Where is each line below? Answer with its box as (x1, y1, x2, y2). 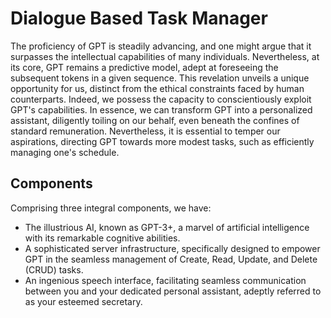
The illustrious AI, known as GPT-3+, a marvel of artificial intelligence (24, 221, 310, 233)
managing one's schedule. (10, 146, 120, 158)
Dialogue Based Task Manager (10, 7, 268, 30)
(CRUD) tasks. (24, 263, 84, 276)
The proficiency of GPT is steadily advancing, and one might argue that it (10, 40, 312, 52)
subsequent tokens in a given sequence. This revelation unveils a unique (10, 72, 310, 84)
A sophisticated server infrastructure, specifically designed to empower (24, 242, 321, 254)
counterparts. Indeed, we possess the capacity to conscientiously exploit (10, 93, 312, 105)
